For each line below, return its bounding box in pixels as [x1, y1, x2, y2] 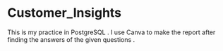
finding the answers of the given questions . [7, 35, 135, 43]
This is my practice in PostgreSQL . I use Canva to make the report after [7, 28, 216, 36]
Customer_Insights [7, 5, 122, 21]
